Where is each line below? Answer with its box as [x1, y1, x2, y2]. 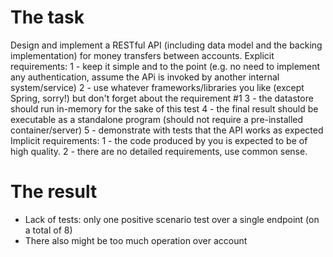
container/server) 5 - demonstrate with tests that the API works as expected [10, 124, 324, 136]
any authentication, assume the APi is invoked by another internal [10, 71, 280, 83]
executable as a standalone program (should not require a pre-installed [10, 113, 304, 125]
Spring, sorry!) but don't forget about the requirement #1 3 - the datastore [10, 92, 314, 104]
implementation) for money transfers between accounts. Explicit [10, 49, 275, 61]
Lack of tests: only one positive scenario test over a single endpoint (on [24, 213, 320, 225]
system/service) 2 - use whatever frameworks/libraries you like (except [10, 81, 305, 93]
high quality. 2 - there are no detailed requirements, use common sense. [10, 145, 308, 157]
